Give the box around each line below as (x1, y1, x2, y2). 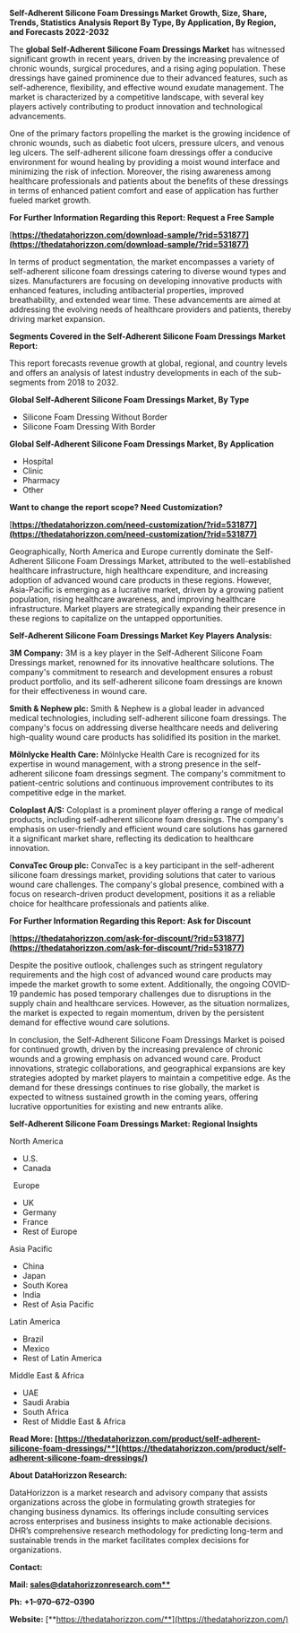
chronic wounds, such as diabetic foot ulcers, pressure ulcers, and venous (9, 138, 285, 148)
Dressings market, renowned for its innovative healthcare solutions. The (9, 657, 275, 667)
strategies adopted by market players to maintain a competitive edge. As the (9, 1073, 291, 1083)
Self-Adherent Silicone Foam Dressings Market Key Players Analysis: (9, 630, 272, 640)
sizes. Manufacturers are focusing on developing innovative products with (9, 275, 283, 286)
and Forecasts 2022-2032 (9, 27, 109, 37)
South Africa (21, 1407, 69, 1417)
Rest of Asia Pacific (21, 1299, 95, 1309)
